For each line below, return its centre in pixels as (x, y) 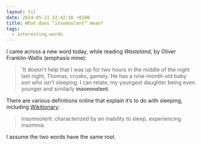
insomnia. (33, 125)
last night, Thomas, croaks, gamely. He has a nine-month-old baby (104, 76)
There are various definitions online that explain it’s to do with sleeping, (94, 101)
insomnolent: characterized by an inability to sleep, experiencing (101, 119)
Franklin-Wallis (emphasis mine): (47, 58)
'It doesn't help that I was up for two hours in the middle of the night (105, 69)
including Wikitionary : (33, 107)
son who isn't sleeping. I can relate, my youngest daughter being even (108, 83)
